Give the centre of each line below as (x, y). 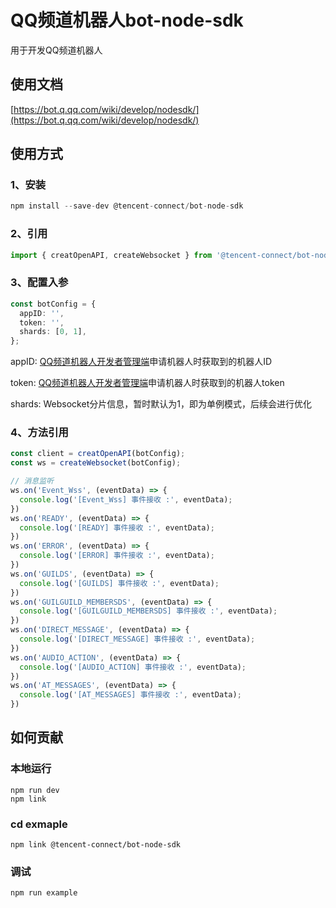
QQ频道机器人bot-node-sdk (127, 20)
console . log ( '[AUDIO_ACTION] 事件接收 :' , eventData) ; (133, 667)
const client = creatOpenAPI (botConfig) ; (98, 454)
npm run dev (35, 790)
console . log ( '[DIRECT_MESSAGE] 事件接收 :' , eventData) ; (137, 639)
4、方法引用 (39, 433)
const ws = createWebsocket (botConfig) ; (96, 463)
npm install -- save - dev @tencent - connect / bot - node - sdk (127, 206)
